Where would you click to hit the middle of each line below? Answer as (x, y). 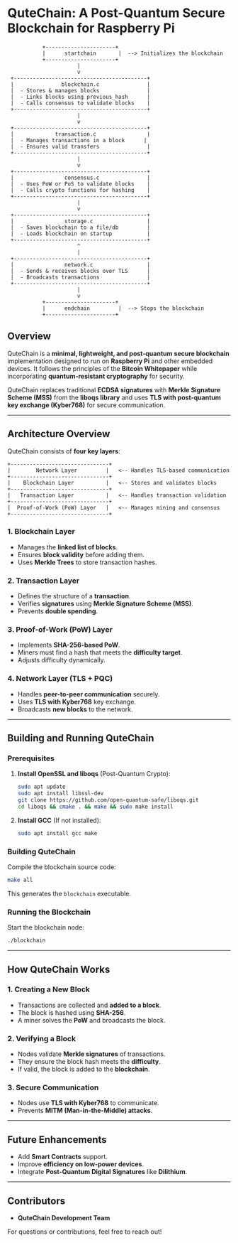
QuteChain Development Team (64, 1218)
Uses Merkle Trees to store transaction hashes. (87, 562)
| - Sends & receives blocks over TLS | (80, 271)
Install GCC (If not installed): (59, 820)
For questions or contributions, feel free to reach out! (85, 1232)
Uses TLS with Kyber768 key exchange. (77, 701)
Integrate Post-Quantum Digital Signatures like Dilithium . (102, 1172)
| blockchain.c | (80, 84)
